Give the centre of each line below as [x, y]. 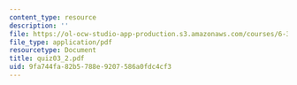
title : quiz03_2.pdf [47, 58]
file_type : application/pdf [61, 42]
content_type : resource [53, 17]
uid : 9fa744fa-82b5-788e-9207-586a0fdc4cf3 [91, 67]
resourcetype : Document [53, 50]
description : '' [39, 26]
